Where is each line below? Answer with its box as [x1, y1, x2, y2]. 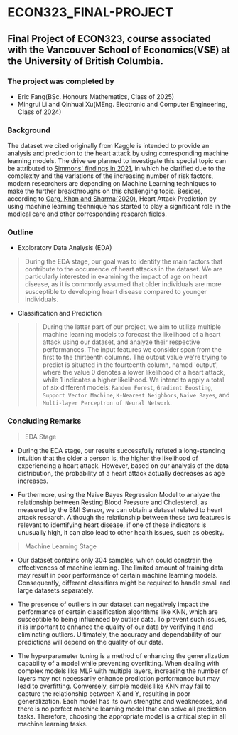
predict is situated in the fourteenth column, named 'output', [42, 360, 218, 369]
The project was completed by [7, 76, 115, 86]
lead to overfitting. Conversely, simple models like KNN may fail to [17, 682, 211, 690]
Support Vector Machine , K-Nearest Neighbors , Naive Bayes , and [42, 391, 230, 400]
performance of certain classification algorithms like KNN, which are [17, 607, 218, 616]
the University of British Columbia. [7, 55, 164, 67]
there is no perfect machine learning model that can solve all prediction [17, 704, 227, 713]
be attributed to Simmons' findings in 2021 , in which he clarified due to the [7, 165, 225, 173]
